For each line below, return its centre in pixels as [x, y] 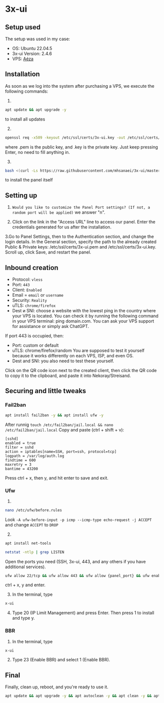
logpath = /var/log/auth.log [35, 456]
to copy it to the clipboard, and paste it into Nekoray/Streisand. [68, 376]
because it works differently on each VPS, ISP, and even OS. [73, 356]
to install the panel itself [29, 180]
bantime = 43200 [21, 469]
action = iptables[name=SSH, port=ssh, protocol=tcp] [61, 452]
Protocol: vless [27, 279]
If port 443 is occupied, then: [34, 336]
